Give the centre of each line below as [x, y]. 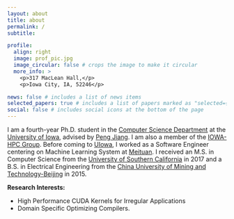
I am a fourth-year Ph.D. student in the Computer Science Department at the [117, 130]
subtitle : [22, 33]
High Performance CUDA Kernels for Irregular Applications [101, 201]
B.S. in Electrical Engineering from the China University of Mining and [107, 167]
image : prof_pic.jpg [43, 59]
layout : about [28, 14]
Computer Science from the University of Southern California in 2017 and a [115, 159]
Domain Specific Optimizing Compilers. [73, 208]
